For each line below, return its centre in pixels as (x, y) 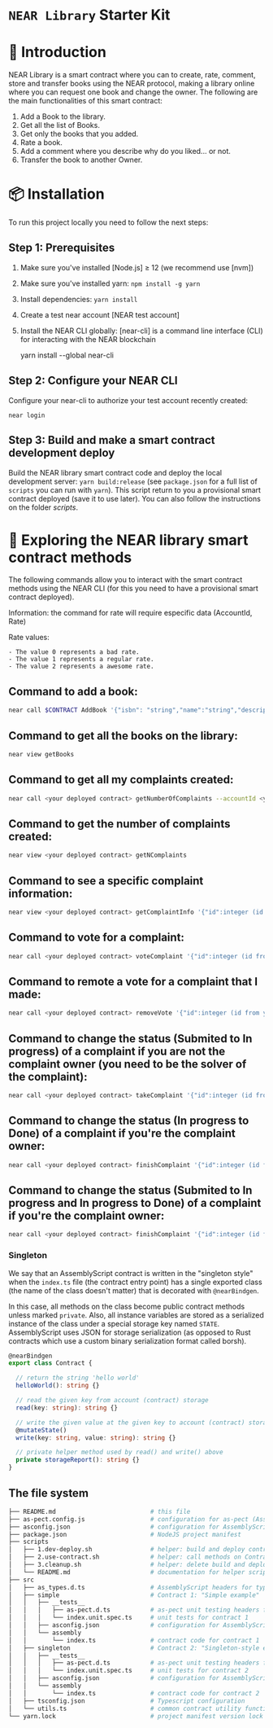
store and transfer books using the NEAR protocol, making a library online (132, 84)
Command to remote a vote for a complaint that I (133, 982)
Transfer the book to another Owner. (81, 160)
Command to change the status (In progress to (129, 1121)
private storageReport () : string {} (78, 1460)
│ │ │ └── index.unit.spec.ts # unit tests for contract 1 (129, 1618)
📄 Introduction (58, 53)
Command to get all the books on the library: (123, 736)
